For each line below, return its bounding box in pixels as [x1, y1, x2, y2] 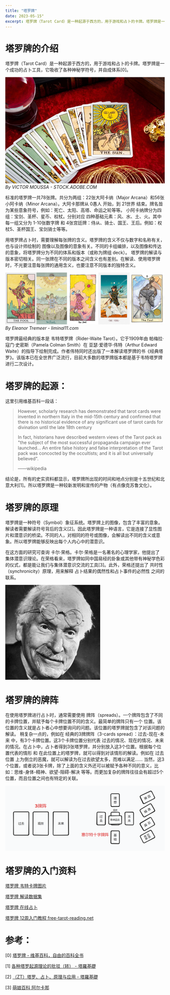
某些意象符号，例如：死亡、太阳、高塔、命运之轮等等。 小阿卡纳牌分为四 [9, 207, 162, 213]
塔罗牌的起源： [5, 380, 68, 392]
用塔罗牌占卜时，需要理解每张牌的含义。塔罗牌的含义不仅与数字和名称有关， [5, 237, 165, 243]
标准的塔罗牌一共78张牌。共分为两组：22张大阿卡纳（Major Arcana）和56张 [5, 195, 164, 201]
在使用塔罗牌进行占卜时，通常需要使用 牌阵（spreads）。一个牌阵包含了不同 [5, 712, 163, 718]
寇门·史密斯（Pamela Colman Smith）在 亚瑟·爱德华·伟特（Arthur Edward [5, 342, 157, 348]
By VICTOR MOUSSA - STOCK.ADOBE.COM [5, 184, 97, 190]
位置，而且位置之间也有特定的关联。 [5, 775, 81, 782]
